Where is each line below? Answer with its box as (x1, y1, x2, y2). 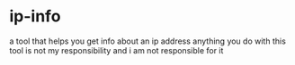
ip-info (9, 6, 61, 27)
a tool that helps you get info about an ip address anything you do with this (9, 36, 286, 46)
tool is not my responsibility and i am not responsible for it (9, 45, 224, 55)
